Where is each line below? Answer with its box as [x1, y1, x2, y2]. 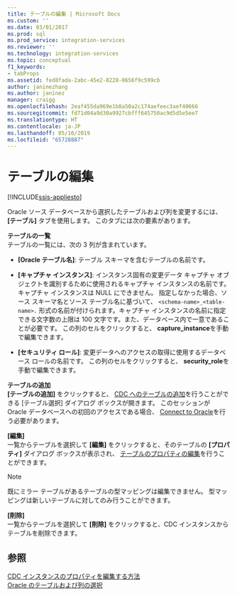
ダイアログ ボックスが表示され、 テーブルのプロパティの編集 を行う [23, 449, 219, 458]
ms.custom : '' [7, 17, 50, 24]
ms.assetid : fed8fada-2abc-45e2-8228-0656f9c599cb [7, 76, 160, 84]
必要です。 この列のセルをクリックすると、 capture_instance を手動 [30, 324, 229, 333]
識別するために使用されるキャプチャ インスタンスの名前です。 [48, 280, 231, 288]
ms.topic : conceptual [7, 57, 72, 64]
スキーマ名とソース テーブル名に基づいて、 [31, 297, 158, 306]
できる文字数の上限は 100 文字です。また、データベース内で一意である [17, 315, 224, 324]
